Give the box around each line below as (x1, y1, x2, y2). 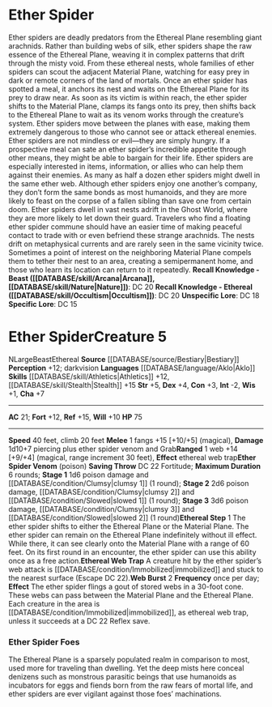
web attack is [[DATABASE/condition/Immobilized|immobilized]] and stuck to (8, 564, 264, 574)
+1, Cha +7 (8, 389, 45, 398)
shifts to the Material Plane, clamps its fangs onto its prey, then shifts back (8, 101, 257, 111)
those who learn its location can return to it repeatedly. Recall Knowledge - (8, 265, 260, 275)
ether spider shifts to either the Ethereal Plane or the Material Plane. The (8, 521, 249, 531)
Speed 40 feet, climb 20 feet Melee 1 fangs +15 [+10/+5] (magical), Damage (8, 435, 264, 445)
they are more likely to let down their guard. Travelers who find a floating (8, 213, 251, 223)
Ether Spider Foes (8, 636, 80, 647)
